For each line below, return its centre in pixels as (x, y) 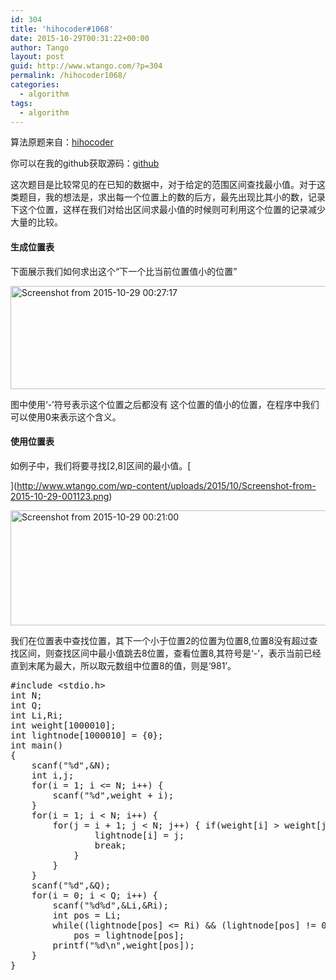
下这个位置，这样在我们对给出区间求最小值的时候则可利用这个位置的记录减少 (168, 210)
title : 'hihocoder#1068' (62, 29)
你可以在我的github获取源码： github (85, 163)
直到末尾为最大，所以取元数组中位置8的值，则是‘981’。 (123, 665)
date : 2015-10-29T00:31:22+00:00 (80, 38)
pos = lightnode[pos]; (129, 935)
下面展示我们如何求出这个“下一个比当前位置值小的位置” (124, 271)
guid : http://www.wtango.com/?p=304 (86, 66)
